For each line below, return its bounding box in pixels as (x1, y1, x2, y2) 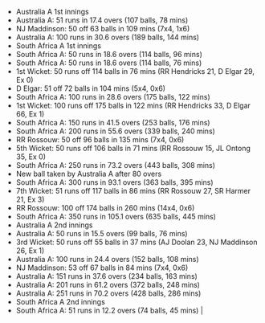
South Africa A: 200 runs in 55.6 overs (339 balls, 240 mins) (15, 126, 215, 136)
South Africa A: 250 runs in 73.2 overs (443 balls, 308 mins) (15, 161, 215, 170)
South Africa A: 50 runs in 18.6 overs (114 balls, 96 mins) (15, 50, 202, 59)
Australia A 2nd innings (15, 220, 93, 230)
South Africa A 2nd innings (15, 297, 106, 306)
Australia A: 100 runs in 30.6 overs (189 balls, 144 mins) (15, 32, 199, 42)
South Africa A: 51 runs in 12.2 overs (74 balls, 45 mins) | (15, 305, 203, 315)
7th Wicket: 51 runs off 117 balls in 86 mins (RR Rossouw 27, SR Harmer (15, 186, 251, 195)
